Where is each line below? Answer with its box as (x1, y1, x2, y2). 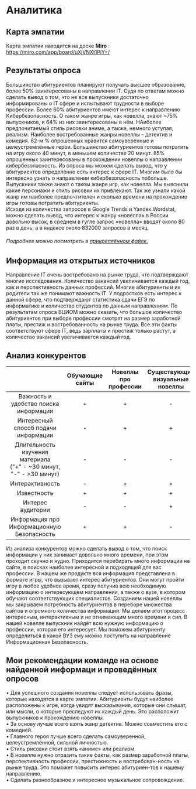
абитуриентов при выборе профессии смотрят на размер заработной (6, 315, 181, 322)
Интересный (17, 416, 53, 425)
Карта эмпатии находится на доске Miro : (6, 42, 110, 49)
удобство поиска (10, 399, 60, 408)
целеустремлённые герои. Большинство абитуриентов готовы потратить (6, 143, 189, 150)
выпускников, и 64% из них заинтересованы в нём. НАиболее (6, 118, 162, 125)
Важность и (18, 392, 52, 401)
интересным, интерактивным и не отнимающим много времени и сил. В (6, 613, 188, 621)
